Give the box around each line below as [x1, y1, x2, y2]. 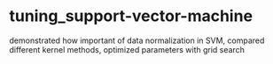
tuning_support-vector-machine [9, 6, 253, 26]
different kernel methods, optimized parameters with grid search [9, 44, 246, 54]
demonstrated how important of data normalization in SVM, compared [9, 35, 265, 46]
